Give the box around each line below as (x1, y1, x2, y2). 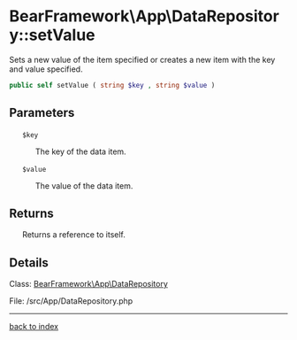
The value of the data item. (34, 180, 133, 191)
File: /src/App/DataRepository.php (9, 296, 133, 306)
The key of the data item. (34, 146, 126, 157)
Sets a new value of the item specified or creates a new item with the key (9, 54, 276, 65)
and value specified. (9, 64, 83, 74)
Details (9, 255, 49, 270)
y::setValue (9, 25, 95, 45)
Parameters (9, 105, 75, 120)
